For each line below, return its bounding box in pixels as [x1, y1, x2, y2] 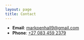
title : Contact [5, 12, 36, 16]
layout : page [5, 7, 32, 12]
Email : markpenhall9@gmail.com [12, 25, 80, 30]
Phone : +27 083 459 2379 [12, 30, 66, 36]
